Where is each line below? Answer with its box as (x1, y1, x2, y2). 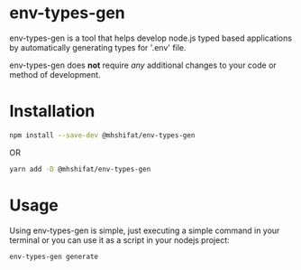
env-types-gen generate (9, 252, 99, 261)
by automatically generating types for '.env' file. (9, 42, 187, 52)
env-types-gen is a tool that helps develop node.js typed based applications (9, 33, 293, 43)
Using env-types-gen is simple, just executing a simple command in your (9, 225, 280, 236)
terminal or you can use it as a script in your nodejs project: (9, 234, 230, 246)
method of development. (9, 69, 101, 79)
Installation (9, 101, 96, 122)
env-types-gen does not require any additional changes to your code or (9, 60, 277, 70)
